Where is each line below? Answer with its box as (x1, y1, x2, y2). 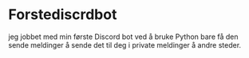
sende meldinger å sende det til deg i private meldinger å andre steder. (8, 40, 242, 49)
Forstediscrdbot (8, 6, 117, 24)
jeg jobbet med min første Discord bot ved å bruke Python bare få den (8, 32, 239, 41)
